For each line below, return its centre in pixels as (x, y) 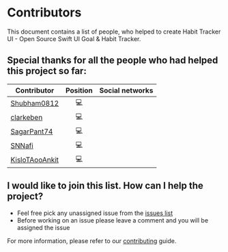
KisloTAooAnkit (35, 160)
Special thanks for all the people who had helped (113, 61)
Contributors (44, 13)
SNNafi (22, 146)
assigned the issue (43, 227)
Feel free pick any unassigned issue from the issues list (95, 213)
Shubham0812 (35, 103)
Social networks (126, 90)
